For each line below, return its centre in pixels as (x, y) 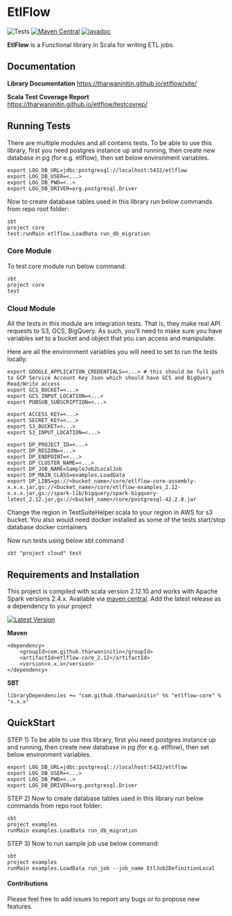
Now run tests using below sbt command (66, 541)
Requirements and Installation (73, 575)
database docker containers (47, 527)
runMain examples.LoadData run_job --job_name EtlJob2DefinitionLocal (111, 868)
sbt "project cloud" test (44, 553)
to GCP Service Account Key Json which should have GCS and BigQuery (110, 378)
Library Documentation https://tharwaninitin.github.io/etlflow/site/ (102, 83)
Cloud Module (31, 308)
